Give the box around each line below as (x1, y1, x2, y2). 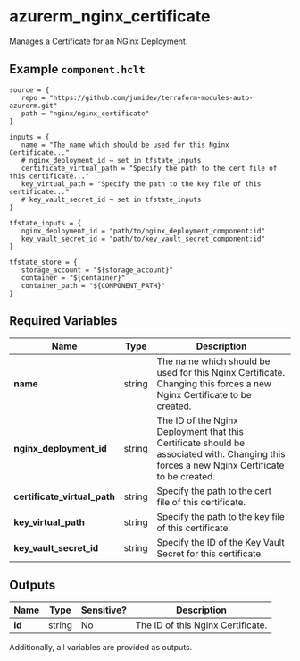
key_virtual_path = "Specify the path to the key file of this (21, 179, 262, 189)
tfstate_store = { (9, 258, 78, 267)
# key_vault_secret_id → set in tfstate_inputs (21, 195, 202, 204)
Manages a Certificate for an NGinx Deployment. (9, 36, 188, 47)
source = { (9, 85, 50, 95)
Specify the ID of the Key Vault (156, 536, 285, 548)
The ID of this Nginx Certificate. (135, 619, 268, 631)
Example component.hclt (9, 62, 146, 77)
